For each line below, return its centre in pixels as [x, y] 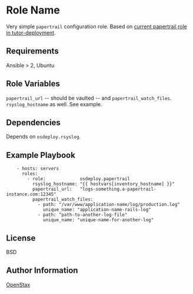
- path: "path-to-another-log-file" [82, 215]
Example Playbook [41, 155]
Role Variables [33, 84]
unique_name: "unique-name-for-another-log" [99, 220]
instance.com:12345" [31, 194]
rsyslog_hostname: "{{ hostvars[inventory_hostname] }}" [104, 184]
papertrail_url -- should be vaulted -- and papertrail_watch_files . [89, 98]
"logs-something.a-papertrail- [118, 189]
